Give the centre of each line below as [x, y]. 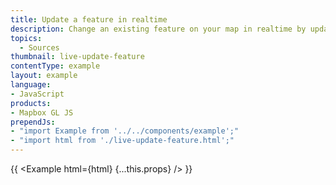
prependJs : [33, 122]
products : [31, 103]
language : [31, 85]
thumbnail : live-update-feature [77, 57]
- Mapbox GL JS [42, 112]
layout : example [44, 76]
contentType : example [55, 66]
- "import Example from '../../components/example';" [125, 131]
